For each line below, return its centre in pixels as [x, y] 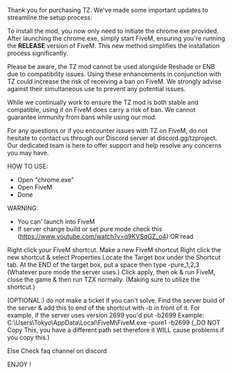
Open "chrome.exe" [45, 180]
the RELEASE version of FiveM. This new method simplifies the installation [114, 46]
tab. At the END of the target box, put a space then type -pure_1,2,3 [103, 265]
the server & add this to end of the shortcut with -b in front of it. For [103, 308]
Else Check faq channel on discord [57, 351]
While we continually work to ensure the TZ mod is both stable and [103, 102]
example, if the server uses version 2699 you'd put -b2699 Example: [106, 315]
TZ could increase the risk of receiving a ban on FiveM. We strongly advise [115, 81]
